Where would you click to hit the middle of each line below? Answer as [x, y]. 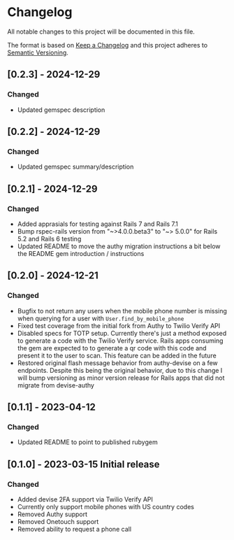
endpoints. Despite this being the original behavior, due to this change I [120, 370]
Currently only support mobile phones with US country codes [105, 507]
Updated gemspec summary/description [75, 167]
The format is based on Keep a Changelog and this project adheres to [108, 45]
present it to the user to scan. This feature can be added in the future [117, 355]
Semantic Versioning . [38, 52]
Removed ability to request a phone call [74, 530]
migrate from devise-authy [56, 385]
